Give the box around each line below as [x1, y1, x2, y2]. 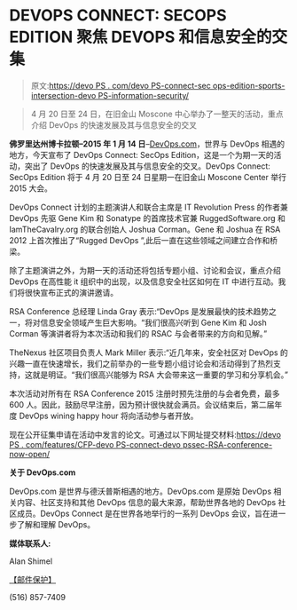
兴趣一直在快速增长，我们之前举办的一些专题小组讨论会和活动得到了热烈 [9, 358, 273, 368]
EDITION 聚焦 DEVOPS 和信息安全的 [9, 28, 272, 47]
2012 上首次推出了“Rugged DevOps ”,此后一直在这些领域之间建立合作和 [9, 234, 270, 245]
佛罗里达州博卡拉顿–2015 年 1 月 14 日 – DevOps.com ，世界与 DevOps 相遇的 [9, 139, 285, 149]
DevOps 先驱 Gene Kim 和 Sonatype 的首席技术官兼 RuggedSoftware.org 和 [9, 212, 285, 223]
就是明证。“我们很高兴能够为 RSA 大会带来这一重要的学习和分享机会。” [32, 369, 288, 380]
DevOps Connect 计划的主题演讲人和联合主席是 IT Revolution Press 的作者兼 [9, 202, 288, 212]
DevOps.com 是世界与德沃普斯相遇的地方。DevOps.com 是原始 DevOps [9, 486, 272, 496]
